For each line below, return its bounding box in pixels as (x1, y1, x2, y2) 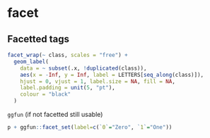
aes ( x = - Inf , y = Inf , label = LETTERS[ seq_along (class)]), (20, 71, 204, 78)
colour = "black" (20, 91, 71, 98)
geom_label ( (13, 58, 49, 65)
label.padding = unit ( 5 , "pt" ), (20, 84, 115, 92)
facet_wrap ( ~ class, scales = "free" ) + (7, 51, 129, 58)
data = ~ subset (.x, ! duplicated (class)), (20, 65, 147, 72)
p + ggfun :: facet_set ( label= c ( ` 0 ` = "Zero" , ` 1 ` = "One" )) (7, 124, 173, 131)
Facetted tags (7, 33, 69, 45)
